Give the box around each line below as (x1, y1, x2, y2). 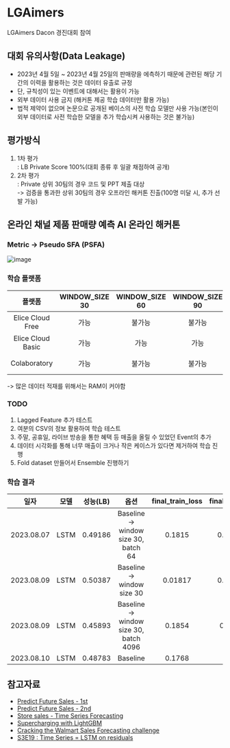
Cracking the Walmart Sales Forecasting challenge (16, 726, 159, 734)
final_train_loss (151, 497, 203, 506)
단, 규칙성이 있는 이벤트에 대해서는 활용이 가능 (16, 87, 140, 95)
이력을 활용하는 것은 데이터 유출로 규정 (29, 78, 133, 86)
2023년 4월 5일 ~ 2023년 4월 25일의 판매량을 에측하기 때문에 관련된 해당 (16, 70, 215, 78)
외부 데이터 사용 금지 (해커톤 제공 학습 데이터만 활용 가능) (16, 95, 170, 103)
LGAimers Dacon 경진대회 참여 (7, 28, 91, 36)
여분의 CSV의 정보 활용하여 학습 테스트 (16, 424, 121, 432)
